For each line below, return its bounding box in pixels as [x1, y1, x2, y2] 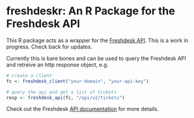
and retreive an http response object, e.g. [6, 61, 109, 68]
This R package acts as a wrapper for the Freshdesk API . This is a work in [6, 37, 189, 44]
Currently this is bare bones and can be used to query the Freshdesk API [6, 55, 186, 62]
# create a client [6, 72, 52, 78]
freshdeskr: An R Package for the [6, 4, 175, 18]
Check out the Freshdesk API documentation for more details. [6, 105, 159, 113]
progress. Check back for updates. [6, 43, 92, 50]
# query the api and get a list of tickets [6, 89, 117, 95]
